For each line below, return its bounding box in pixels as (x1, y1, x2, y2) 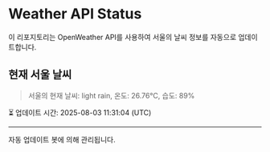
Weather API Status (8, 5, 142, 23)
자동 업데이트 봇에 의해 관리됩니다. (8, 134, 116, 144)
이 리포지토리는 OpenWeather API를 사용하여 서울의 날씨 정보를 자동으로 (8, 32, 237, 42)
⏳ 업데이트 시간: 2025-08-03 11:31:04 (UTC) (8, 107, 152, 117)
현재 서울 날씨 (8, 68, 72, 82)
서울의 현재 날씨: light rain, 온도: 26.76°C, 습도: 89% (27, 90, 195, 100)
